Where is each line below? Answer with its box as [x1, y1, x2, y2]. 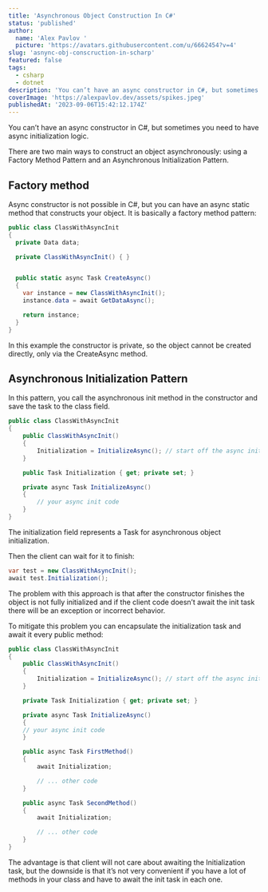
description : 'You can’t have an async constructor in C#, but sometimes [8, 86, 259, 94]
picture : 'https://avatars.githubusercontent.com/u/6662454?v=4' [15, 42, 238, 50]
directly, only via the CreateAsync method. [8, 348, 148, 358]
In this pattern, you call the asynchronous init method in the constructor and [8, 393, 258, 403]
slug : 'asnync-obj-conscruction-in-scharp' [8, 49, 156, 57]
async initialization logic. [8, 131, 89, 141]
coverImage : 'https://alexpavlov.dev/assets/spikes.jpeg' [8, 94, 205, 102]
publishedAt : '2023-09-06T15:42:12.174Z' [8, 101, 148, 109]
